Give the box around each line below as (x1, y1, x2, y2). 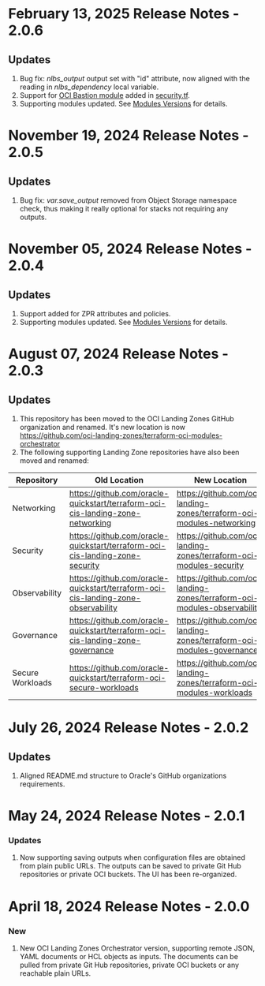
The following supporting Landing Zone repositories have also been (19, 447, 240, 457)
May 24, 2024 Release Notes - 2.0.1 (8, 807, 245, 825)
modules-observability (176, 603, 262, 613)
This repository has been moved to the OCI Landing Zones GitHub (19, 414, 234, 423)
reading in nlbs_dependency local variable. (19, 82, 159, 92)
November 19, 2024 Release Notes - (8, 127, 249, 144)
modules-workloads (176, 687, 252, 698)
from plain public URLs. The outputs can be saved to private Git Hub (19, 861, 242, 871)
